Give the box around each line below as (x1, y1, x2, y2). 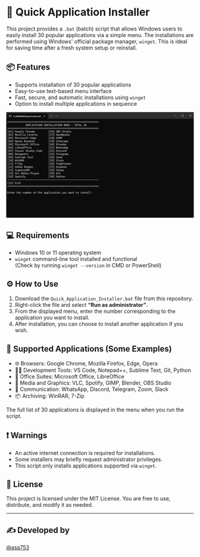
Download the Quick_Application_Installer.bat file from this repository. (14, 295, 193, 302)
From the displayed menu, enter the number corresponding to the (14, 307, 176, 315)
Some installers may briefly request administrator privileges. (14, 456, 162, 463)
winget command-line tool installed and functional (14, 256, 137, 263)
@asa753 (6, 544, 30, 551)
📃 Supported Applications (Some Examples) (6, 344, 173, 354)
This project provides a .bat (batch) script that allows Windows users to (6, 25, 183, 32)
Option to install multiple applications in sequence (14, 100, 137, 107)
